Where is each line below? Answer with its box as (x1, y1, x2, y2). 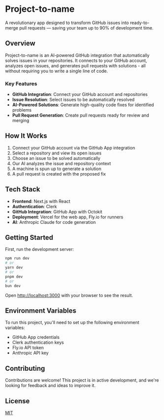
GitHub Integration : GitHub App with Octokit (12, 209, 103, 214)
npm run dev (5, 256, 29, 261)
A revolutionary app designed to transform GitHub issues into (5, 20, 129, 26)
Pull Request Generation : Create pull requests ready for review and (12, 112, 149, 119)
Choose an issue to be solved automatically (12, 155, 101, 161)
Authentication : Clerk (12, 203, 57, 210)
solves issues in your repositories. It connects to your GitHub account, (5, 58, 147, 63)
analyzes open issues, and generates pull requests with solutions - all (5, 62, 146, 68)
